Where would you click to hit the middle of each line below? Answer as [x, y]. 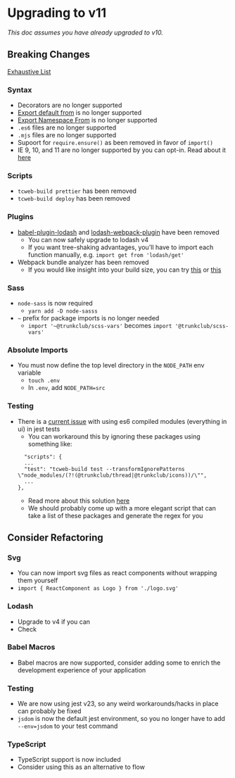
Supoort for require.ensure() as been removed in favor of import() [115, 143]
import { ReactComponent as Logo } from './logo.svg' [98, 589]
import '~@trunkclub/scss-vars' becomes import [100, 325]
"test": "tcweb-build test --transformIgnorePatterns [104, 469]
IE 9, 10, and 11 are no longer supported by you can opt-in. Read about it [122, 150]
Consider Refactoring [55, 538]
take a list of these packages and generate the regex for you [115, 515]
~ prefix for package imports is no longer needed [88, 318]
